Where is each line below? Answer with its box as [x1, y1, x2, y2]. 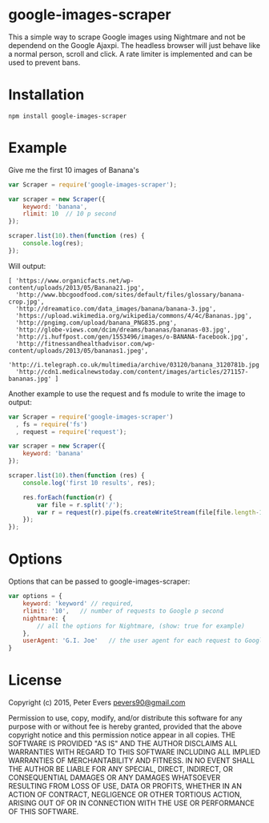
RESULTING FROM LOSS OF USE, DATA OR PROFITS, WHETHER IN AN [8, 781, 243, 791]
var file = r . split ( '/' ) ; [37, 500, 124, 509]
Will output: [8, 261, 46, 271]
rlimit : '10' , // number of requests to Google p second [22, 607, 224, 615]
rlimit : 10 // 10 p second [22, 210, 116, 218]
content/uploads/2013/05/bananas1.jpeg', [8, 347, 149, 355]
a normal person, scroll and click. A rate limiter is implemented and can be [8, 49, 253, 58]
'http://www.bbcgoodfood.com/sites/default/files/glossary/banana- [15, 291, 246, 299]
